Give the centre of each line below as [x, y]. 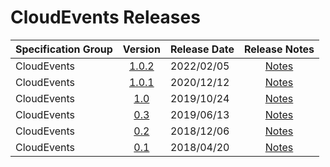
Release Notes [279, 49]
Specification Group [64, 49]
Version [141, 49]
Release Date [202, 49]
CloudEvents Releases [105, 17]
